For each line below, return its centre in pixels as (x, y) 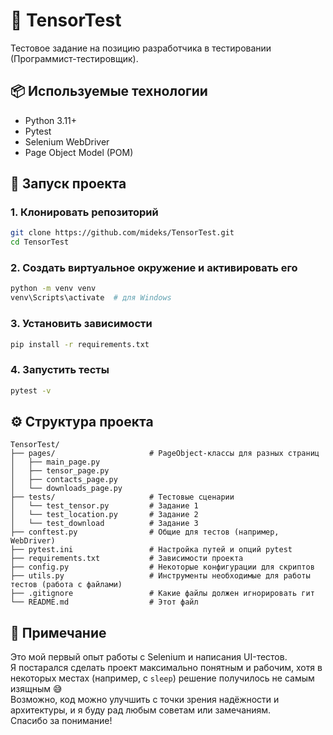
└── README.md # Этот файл (104, 602)
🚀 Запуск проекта (68, 184)
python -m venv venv (53, 289)
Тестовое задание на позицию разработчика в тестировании (141, 48)
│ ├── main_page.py (55, 462)
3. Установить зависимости (81, 324)
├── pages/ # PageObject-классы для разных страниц (165, 454)
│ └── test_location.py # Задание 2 (104, 515)
